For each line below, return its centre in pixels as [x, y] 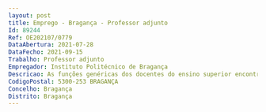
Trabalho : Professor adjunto [56, 60]
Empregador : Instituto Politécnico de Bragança [88, 67]
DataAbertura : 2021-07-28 [51, 45]
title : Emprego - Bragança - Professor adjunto [88, 23]
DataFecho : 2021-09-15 [46, 52]
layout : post [30, 15]
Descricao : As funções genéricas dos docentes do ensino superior [120, 74]
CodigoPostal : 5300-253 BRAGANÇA [63, 81]
